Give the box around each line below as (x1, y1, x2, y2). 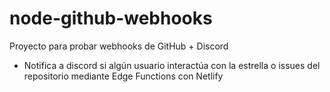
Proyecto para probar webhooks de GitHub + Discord (9, 40, 229, 52)
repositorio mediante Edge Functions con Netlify (23, 70, 224, 82)
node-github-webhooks (9, 7, 213, 30)
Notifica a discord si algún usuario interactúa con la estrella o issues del (23, 59, 321, 71)
